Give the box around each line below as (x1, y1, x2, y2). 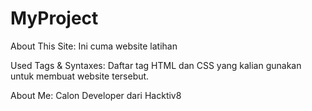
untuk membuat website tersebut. (10, 70, 150, 82)
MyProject (10, 7, 99, 30)
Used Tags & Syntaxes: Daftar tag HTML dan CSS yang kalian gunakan (10, 59, 302, 71)
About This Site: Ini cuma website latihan (10, 40, 178, 52)
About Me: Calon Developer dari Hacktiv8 (10, 89, 182, 101)
